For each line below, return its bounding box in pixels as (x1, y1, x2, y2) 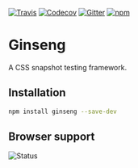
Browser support (8, 130, 95, 144)
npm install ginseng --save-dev (8, 107, 117, 115)
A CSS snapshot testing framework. (8, 62, 128, 72)
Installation (8, 86, 66, 100)
